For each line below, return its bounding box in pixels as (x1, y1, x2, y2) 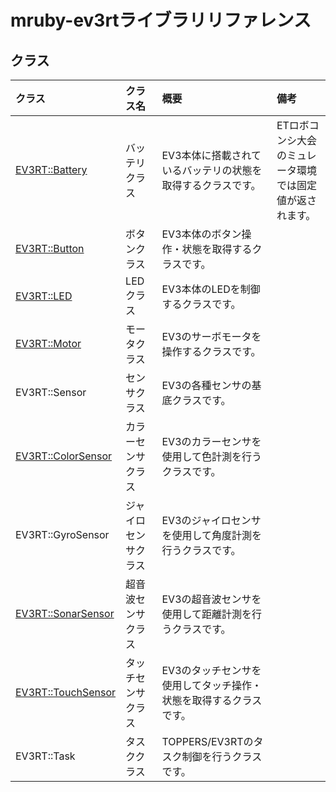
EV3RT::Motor (15, 337, 82, 350)
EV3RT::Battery (15, 163, 88, 176)
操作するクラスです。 (161, 345, 262, 358)
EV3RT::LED (15, 289, 73, 303)
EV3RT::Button (15, 242, 85, 255)
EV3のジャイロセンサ (161, 514, 262, 527)
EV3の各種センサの (161, 379, 252, 392)
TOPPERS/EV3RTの (161, 735, 254, 748)
